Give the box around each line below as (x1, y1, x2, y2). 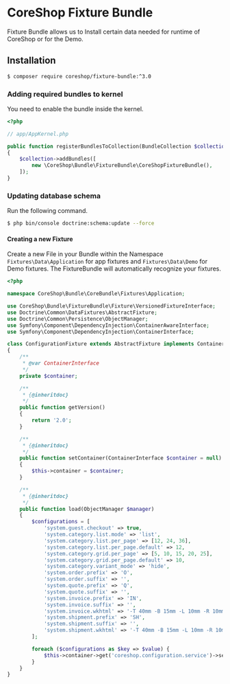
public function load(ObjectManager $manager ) (19, 505, 155, 512)
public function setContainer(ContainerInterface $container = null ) (19, 455, 222, 461)
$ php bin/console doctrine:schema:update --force (7, 220, 155, 227)
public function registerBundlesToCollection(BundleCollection (7, 143, 192, 150)
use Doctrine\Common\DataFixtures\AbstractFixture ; (7, 309, 157, 316)
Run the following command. (7, 207, 88, 215)
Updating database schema (7, 191, 101, 201)
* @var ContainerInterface (22, 360, 99, 367)
